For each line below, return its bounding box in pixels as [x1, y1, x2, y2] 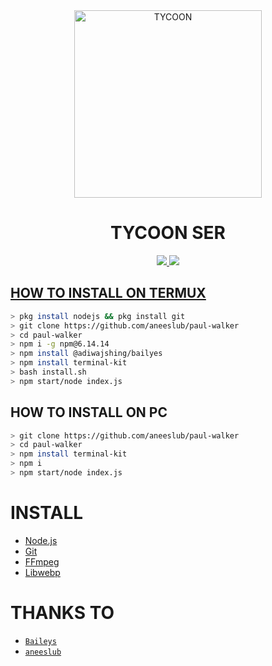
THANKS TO [10, 602, 115, 624]
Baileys [24, 636, 57, 646]
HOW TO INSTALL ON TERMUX [10, 285, 207, 302]
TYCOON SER [110, 222, 226, 244]
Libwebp [24, 566, 61, 578]
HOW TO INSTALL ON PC [10, 404, 168, 421]
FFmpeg [24, 555, 60, 568]
